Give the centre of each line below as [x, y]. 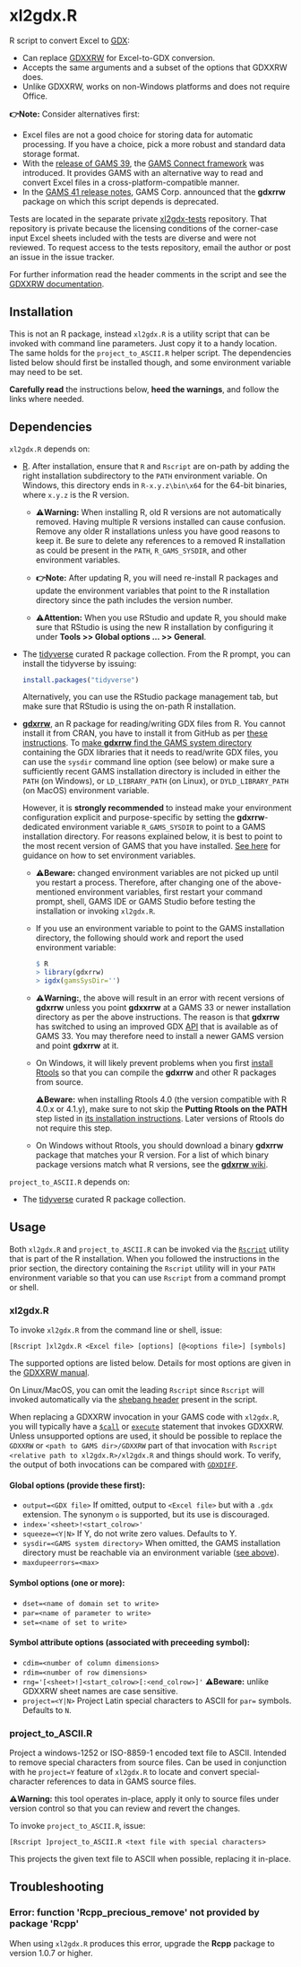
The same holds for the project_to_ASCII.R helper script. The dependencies [150, 353]
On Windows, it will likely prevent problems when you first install [154, 1063]
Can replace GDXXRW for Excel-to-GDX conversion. [119, 57]
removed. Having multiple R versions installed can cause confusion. [161, 521]
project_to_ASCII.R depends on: [70, 1182]
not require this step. [74, 1128]
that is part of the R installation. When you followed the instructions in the [145, 1258]
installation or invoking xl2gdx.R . [95, 911]
